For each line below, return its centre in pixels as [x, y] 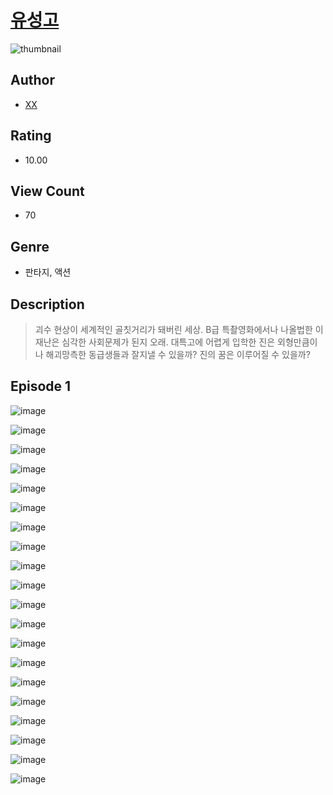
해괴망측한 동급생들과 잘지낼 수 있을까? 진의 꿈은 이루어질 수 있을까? [178, 354]
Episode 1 [41, 386]
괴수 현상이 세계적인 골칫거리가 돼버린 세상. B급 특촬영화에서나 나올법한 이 [179, 329]
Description [47, 304]
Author [32, 80]
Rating [31, 136]
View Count [47, 191]
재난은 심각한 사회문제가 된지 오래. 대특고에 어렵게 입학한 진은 [155, 342]
